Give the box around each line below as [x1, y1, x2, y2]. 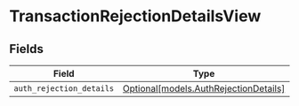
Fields [9, 42, 44, 57]
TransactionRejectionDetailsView [9, 6, 262, 26]
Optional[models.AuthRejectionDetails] [123, 82, 286, 95]
